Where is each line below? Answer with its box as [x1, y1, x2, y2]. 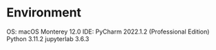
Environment [6, 5, 82, 21]
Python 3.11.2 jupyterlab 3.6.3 [6, 34, 89, 42]
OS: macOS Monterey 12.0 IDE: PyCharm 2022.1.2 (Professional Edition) [6, 27, 210, 36]
